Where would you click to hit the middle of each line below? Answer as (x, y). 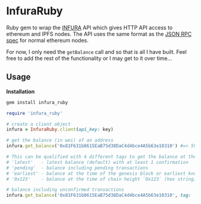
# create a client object (38, 124)
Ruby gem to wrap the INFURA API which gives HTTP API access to (89, 28)
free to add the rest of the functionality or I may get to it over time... (89, 58)
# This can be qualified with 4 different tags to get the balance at (96, 157)
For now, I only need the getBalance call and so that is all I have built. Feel (97, 51)
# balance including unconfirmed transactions (65, 190)
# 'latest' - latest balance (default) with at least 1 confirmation (97, 162)
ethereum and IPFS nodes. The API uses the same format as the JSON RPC (99, 34)
